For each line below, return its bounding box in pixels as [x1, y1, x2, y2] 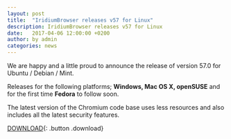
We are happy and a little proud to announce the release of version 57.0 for [7, 62, 221, 69]
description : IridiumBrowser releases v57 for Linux [7, 23, 163, 30]
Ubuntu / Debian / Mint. [7, 69, 74, 77]
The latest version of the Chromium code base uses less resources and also [7, 104, 225, 111]
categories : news [7, 42, 58, 49]
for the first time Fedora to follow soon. [7, 90, 119, 98]
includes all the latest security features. [7, 111, 120, 119]
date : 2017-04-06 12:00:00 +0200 [7, 29, 110, 37]
